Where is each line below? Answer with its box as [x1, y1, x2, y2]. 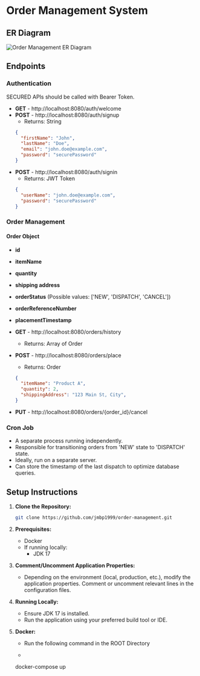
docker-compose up [15, 663, 66, 670]
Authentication [6, 79, 51, 88]
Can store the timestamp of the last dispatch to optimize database [15, 463, 179, 470]
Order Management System [6, 4, 148, 18]
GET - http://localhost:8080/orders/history [15, 328, 121, 336]
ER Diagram [6, 28, 51, 38]
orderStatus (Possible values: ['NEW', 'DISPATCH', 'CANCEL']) [15, 293, 171, 300]
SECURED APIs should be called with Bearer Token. [6, 93, 135, 100]
